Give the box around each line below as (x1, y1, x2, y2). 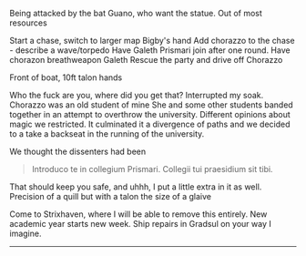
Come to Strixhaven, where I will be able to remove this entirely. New (9, 209, 268, 220)
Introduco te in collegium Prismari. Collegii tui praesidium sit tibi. (31, 164, 273, 174)
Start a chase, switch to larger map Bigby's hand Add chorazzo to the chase (9, 36, 295, 46)
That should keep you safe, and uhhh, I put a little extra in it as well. (9, 181, 262, 192)
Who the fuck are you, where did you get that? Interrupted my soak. (9, 90, 264, 100)
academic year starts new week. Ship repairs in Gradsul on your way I (9, 219, 271, 229)
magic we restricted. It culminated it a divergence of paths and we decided (9, 118, 291, 129)
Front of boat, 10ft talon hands (9, 72, 123, 83)
